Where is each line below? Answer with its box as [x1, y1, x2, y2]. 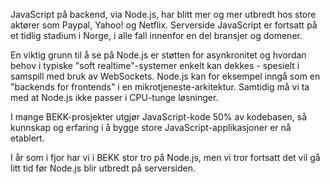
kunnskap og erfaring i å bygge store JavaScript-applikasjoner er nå [10, 122, 292, 133]
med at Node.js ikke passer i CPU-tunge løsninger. [10, 92, 219, 103]
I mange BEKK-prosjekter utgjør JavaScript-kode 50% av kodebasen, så [10, 111, 308, 123]
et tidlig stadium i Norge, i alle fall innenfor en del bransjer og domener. [10, 30, 303, 41]
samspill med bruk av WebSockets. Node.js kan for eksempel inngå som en [10, 70, 321, 82]
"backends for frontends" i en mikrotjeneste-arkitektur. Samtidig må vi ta [10, 81, 310, 93]
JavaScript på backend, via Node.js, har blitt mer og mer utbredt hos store [10, 9, 317, 20]
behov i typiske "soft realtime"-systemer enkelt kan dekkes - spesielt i [10, 60, 300, 71]
